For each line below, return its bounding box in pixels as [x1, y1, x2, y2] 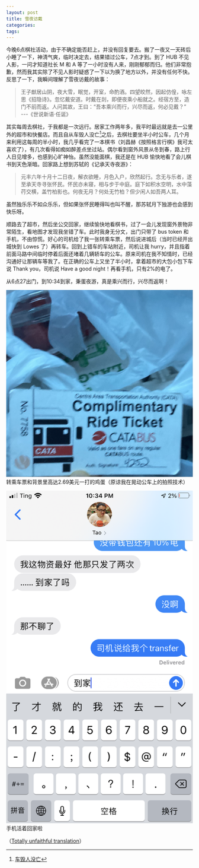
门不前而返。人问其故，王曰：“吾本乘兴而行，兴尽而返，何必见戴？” [20, 103, 187, 110]
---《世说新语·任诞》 [20, 110, 72, 118]
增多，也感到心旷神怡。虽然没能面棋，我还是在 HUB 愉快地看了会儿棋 [21, 153, 191, 160]
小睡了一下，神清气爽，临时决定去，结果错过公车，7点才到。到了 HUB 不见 [6, 53, 190, 61]
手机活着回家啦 [6, 825, 43, 832]
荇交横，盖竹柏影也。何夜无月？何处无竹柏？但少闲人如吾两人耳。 [20, 187, 182, 195]
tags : [6, 28, 20, 34]
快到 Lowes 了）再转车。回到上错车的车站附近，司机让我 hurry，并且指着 [11, 243, 191, 250]
